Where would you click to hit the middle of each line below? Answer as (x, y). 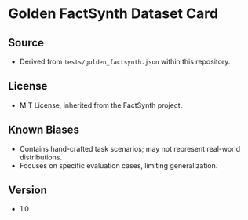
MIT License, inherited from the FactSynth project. (101, 105)
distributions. (41, 157)
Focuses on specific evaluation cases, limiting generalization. (119, 165)
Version (27, 191)
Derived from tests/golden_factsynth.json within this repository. (125, 61)
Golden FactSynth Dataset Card (113, 14)
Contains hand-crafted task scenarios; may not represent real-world (130, 148)
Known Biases (44, 130)
